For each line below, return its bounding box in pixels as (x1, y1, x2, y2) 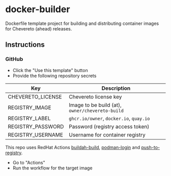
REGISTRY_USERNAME (8, 131, 64, 138)
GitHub (5, 56, 23, 63)
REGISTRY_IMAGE (8, 104, 52, 111)
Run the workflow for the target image (12, 165, 93, 171)
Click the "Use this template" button (12, 67, 88, 73)
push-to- (141, 144, 160, 150)
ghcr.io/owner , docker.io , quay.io (68, 115, 150, 122)
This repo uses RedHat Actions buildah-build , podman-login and (5, 144, 140, 150)
